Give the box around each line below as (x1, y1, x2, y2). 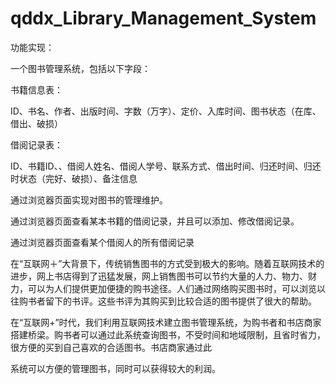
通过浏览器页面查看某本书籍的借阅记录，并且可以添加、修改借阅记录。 (10, 215, 300, 227)
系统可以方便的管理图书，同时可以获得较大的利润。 (10, 362, 221, 374)
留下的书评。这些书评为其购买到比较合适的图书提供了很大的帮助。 (44, 295, 317, 307)
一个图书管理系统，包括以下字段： (10, 62, 151, 74)
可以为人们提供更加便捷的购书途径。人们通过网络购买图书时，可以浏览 (27, 282, 317, 294)
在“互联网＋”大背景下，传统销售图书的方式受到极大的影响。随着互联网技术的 (10, 257, 325, 269)
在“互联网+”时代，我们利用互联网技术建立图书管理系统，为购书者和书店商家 (10, 316, 322, 328)
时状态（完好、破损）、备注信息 (10, 172, 138, 184)
